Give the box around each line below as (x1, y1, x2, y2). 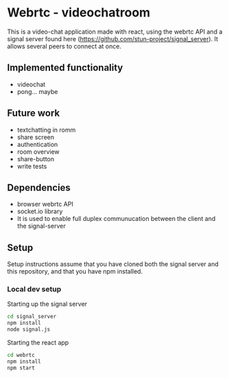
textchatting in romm (16, 126, 76, 134)
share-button (16, 154, 55, 163)
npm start (7, 364, 36, 371)
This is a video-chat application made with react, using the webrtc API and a (7, 27, 223, 36)
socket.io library (16, 207, 63, 215)
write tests (16, 162, 47, 170)
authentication (16, 140, 58, 148)
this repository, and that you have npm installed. (7, 268, 143, 276)
